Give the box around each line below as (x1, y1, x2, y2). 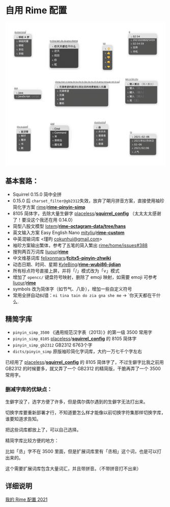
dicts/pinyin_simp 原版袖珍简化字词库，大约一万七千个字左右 (12, 349, 143, 355)
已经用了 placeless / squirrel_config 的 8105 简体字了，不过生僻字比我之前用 (5, 359, 164, 365)
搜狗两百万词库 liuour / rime (12, 248, 69, 255)
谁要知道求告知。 (5, 416, 41, 422)
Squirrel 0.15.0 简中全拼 (12, 191, 62, 197)
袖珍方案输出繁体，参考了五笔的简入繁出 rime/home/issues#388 (12, 242, 148, 248)
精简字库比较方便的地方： (5, 437, 59, 443)
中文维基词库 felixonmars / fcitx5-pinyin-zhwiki (12, 255, 111, 261)
